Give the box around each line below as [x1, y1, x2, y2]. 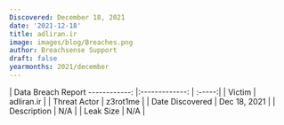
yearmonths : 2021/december [9, 63, 110, 72]
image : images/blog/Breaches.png [9, 37, 134, 47]
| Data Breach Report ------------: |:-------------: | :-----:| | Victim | [9, 86, 256, 98]
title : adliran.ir [9, 29, 77, 38]
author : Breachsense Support [9, 46, 118, 55]
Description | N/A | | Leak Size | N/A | [9, 105, 146, 116]
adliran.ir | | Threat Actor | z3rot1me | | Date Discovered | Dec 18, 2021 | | [9, 96, 276, 106]
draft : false [9, 54, 58, 63]
